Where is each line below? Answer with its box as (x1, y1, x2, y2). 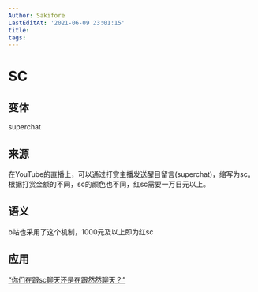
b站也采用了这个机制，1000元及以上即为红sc (8, 226, 154, 237)
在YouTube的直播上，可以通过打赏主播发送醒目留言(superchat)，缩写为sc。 (8, 170, 255, 179)
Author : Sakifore (8, 11, 65, 20)
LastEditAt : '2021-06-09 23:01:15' (8, 19, 125, 27)
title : (8, 26, 30, 34)
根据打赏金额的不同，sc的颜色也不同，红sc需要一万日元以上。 (8, 179, 211, 189)
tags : (8, 33, 26, 42)
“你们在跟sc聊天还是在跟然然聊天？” (8, 275, 126, 284)
